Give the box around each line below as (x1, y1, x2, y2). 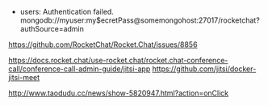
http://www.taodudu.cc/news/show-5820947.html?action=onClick (8, 88, 229, 98)
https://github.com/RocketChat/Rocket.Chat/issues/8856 (8, 40, 198, 49)
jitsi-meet (8, 73, 40, 82)
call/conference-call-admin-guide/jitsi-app (8, 64, 151, 74)
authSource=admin (19, 24, 85, 33)
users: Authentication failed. (19, 7, 115, 16)
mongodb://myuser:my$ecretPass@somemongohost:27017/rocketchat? (19, 15, 260, 25)
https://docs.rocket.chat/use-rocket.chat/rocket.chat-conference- (8, 56, 228, 65)
